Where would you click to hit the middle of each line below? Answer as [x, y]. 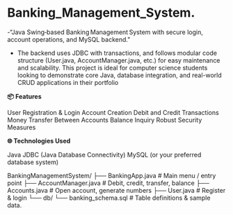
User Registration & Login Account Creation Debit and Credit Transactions [113, 112]
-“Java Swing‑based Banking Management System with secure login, [105, 32]
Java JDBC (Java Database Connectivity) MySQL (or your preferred [104, 154]
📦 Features [24, 96]
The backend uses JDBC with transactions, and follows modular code [117, 53]
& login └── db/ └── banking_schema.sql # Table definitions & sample [109, 198]
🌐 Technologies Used [39, 141]
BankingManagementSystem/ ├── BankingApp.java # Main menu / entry [112, 175]
